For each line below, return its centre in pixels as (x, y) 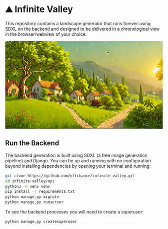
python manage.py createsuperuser (41, 222)
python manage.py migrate (32, 197)
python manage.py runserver (34, 202)
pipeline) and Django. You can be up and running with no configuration (78, 160)
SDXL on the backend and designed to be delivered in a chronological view (82, 29)
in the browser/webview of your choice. (46, 34)
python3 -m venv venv (28, 186)
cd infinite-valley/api (30, 181)
